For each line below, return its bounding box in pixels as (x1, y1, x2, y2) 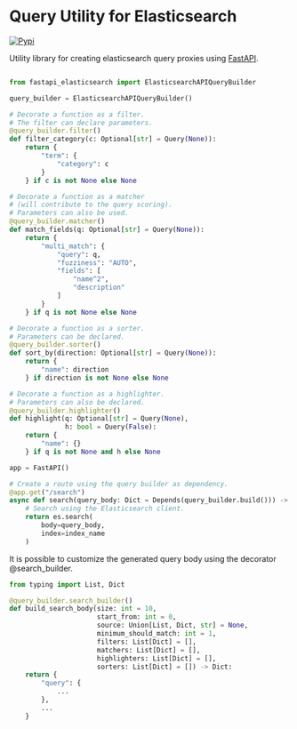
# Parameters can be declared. (9, 332, 125, 341)
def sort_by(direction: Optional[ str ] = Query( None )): (9, 348, 217, 357)
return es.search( (25, 513, 93, 522)
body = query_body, (41, 521, 105, 530)
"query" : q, (56, 250, 101, 259)
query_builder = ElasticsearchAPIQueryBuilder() (9, 93, 193, 103)
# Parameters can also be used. (9, 209, 129, 218)
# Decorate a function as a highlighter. (9, 389, 165, 398)
